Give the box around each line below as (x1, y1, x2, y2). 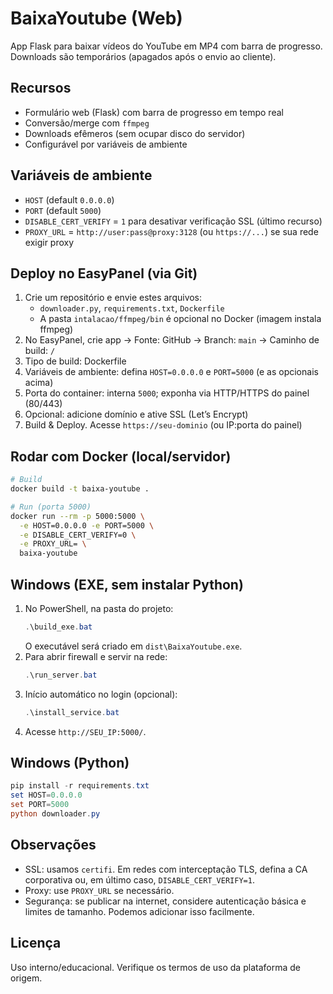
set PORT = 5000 (10, 800, 70, 810)
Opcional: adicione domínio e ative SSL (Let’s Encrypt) (24, 408, 249, 421)
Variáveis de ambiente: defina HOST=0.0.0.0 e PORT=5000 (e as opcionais (24, 366, 319, 378)
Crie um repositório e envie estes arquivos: (24, 292, 203, 304)
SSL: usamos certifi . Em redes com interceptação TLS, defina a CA (24, 863, 308, 875)
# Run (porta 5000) (10, 502, 92, 512)
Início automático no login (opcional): (24, 688, 178, 700)
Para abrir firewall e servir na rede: (24, 650, 168, 662)
